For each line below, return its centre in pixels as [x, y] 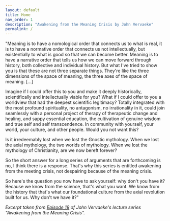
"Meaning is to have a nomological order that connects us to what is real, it [84, 43]
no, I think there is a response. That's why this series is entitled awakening [83, 166]
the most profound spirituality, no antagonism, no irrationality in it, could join [85, 108]
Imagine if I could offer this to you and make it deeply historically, [74, 92]
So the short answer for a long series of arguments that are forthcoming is [83, 160]
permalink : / [19, 29]
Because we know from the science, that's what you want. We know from [82, 187]
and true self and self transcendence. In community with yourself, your [80, 124]
